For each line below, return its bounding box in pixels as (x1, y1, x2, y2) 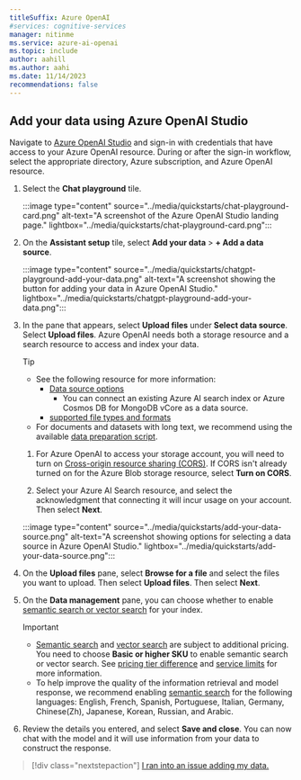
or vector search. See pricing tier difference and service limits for (35, 659, 278, 669)
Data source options (49, 383, 124, 394)
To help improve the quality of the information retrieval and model (35, 677, 279, 688)
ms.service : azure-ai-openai (9, 38, 119, 48)
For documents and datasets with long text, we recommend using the (35, 422, 293, 433)
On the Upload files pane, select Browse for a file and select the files (22, 568, 280, 578)
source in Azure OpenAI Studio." (22, 541, 143, 551)
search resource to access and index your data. (22, 339, 199, 350)
